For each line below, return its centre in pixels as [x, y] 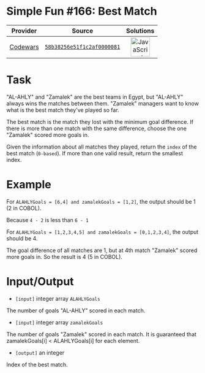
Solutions [140, 31]
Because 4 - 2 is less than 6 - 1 [47, 220]
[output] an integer [40, 352]
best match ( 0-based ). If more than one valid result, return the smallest [95, 153]
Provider [24, 31]
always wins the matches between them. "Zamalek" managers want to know [102, 103]
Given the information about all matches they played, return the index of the [102, 147]
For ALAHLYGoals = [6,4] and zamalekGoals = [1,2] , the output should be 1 [101, 201]
